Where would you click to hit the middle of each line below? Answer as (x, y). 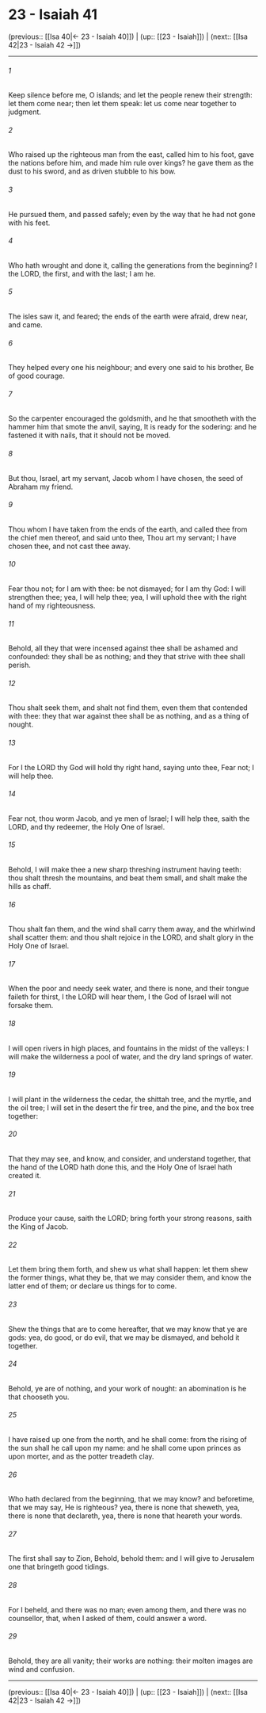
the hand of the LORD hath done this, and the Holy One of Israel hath (120, 1167)
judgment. (25, 112)
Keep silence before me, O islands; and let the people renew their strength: (131, 95)
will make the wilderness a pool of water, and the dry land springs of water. (131, 1056)
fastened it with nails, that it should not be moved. (89, 435)
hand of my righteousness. (52, 605)
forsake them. (31, 1005)
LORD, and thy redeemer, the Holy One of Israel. (87, 826)
